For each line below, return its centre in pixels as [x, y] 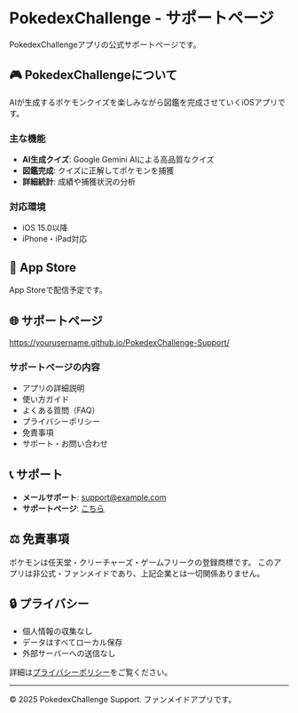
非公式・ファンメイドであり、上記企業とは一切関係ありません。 [149, 573]
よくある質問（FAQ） [61, 410]
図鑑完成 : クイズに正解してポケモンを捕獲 [98, 170]
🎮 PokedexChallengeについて [93, 75]
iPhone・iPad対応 [55, 239]
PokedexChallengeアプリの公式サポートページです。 [105, 44]
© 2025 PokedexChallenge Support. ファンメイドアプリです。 [123, 699]
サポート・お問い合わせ [65, 444]
